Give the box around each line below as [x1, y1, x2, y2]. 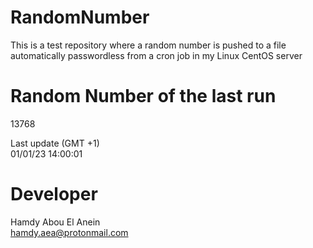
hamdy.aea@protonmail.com [10, 226, 129, 238]
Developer [10, 183, 98, 206]
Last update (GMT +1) [10, 137, 100, 149]
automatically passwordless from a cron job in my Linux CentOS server [10, 49, 303, 61]
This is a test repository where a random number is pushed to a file [10, 39, 287, 51]
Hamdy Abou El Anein [10, 216, 101, 228]
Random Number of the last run [10, 85, 277, 108]
